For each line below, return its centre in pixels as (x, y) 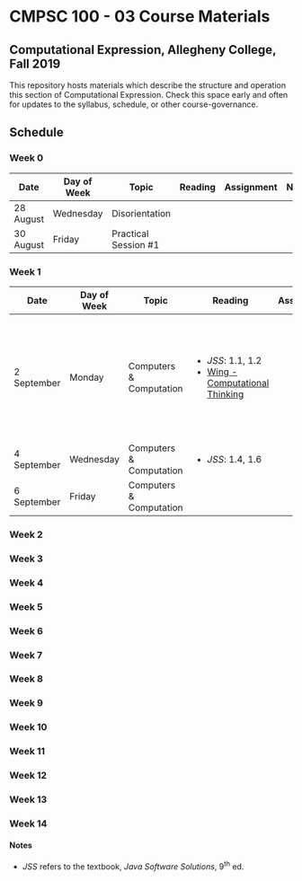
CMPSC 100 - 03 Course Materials (140, 17)
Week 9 (26, 703)
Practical (130, 233)
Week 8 (26, 679)
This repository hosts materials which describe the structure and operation (147, 85)
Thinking (226, 394)
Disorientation (142, 213)
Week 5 (26, 606)
